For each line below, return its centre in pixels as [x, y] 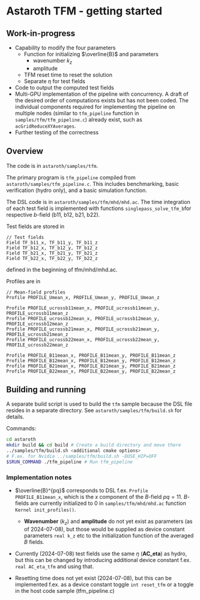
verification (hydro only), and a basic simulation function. [77, 190]
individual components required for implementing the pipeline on [95, 107]
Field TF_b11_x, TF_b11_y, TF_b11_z [52, 243]
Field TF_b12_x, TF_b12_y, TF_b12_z [52, 248]
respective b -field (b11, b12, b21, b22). [53, 214]
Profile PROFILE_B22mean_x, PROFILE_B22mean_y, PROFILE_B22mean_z [91, 371]
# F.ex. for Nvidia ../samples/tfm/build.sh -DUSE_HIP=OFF [82, 456]
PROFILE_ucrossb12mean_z [37, 324]
